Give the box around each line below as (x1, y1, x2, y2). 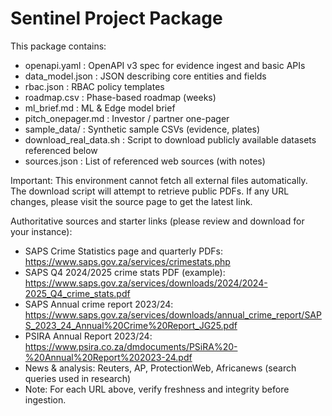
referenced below (24, 144, 98, 156)
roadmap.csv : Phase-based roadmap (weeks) (24, 91, 217, 103)
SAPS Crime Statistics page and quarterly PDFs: (24, 245, 224, 257)
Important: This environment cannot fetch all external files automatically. (10, 174, 308, 186)
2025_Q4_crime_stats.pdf (24, 287, 131, 299)
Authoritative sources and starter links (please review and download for (10, 215, 305, 227)
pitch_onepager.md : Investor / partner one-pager (24, 112, 230, 124)
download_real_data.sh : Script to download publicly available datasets (24, 133, 317, 146)
